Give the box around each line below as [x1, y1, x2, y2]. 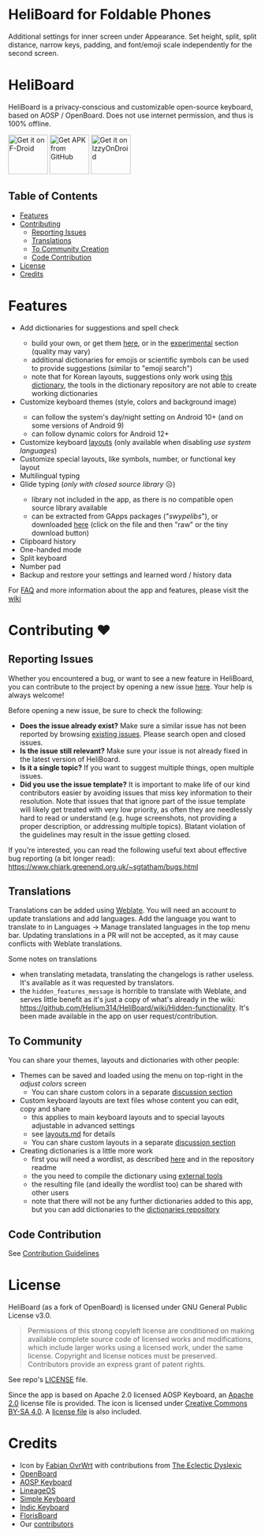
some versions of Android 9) [31, 420, 125, 430]
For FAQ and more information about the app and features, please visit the [8, 585, 249, 595]
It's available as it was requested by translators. [19, 978, 175, 988]
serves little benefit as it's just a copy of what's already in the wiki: [19, 995, 236, 1004]
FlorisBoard [19, 1511, 58, 1520]
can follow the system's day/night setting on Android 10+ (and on [31, 412, 244, 421]
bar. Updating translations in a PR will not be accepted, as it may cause [8, 931, 239, 940]
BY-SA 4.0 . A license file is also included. [8, 1407, 142, 1416]
